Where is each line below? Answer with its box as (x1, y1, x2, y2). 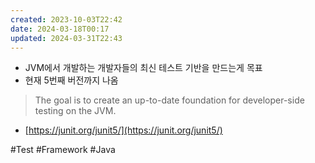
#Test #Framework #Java (10, 144, 116, 156)
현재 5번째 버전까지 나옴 (24, 74, 119, 86)
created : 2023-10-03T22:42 (10, 14, 123, 25)
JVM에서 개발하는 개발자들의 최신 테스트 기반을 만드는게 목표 (24, 62, 263, 74)
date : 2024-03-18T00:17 (10, 24, 110, 34)
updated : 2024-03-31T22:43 (10, 33, 123, 43)
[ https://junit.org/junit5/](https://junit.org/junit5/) (24, 124, 223, 136)
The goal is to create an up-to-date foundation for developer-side (34, 94, 305, 106)
